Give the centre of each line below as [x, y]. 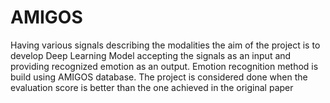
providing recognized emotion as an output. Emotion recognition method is [164, 66]
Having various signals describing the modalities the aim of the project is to [165, 45]
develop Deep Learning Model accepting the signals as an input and [151, 55]
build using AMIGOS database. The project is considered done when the [159, 77]
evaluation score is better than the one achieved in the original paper [152, 87]
